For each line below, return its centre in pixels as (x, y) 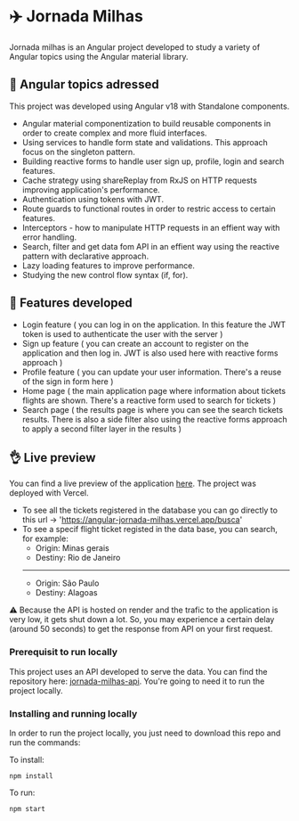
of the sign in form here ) (68, 381)
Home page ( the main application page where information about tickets (154, 390)
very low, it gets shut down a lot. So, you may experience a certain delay (142, 620)
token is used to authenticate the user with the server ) (122, 333)
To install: (27, 759)
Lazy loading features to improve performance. (109, 265)
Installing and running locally (73, 713)
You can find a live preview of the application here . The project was (133, 484)
